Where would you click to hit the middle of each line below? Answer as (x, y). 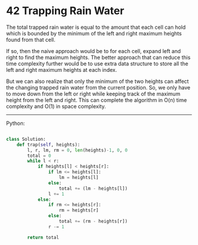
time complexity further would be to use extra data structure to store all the (97, 64)
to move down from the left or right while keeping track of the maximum (93, 94)
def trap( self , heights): (49, 145)
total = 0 (39, 155)
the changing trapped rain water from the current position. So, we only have (98, 87)
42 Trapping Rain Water (65, 11)
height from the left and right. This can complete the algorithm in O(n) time (97, 100)
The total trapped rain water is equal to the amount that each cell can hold (96, 27)
